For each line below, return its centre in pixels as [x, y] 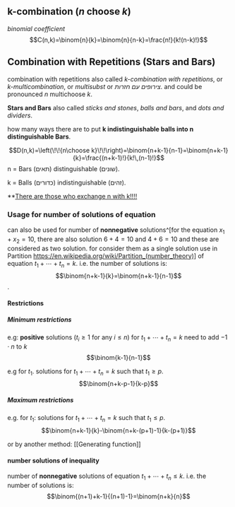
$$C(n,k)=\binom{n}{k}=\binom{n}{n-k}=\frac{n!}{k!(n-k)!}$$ [119, 40]
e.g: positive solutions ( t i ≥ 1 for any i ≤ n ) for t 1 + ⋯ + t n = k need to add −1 [117, 338]
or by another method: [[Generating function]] [74, 444]
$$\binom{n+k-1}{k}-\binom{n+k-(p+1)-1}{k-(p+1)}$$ [119, 431]
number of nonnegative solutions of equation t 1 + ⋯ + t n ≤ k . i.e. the [107, 477]
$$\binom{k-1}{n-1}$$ [119, 357]
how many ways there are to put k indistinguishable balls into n [101, 129]
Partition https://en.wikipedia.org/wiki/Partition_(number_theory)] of [106, 256]
